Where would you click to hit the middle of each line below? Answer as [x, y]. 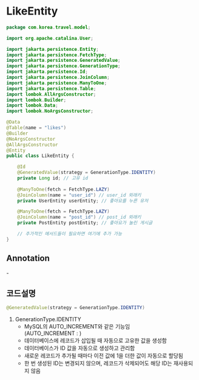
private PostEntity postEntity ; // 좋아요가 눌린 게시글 [85, 223]
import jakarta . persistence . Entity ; [52, 49]
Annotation [28, 258]
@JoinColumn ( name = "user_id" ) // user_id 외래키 [79, 195]
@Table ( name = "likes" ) [36, 128]
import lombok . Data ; [32, 105]
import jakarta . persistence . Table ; [51, 88]
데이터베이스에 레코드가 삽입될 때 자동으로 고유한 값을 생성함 [95, 341]
